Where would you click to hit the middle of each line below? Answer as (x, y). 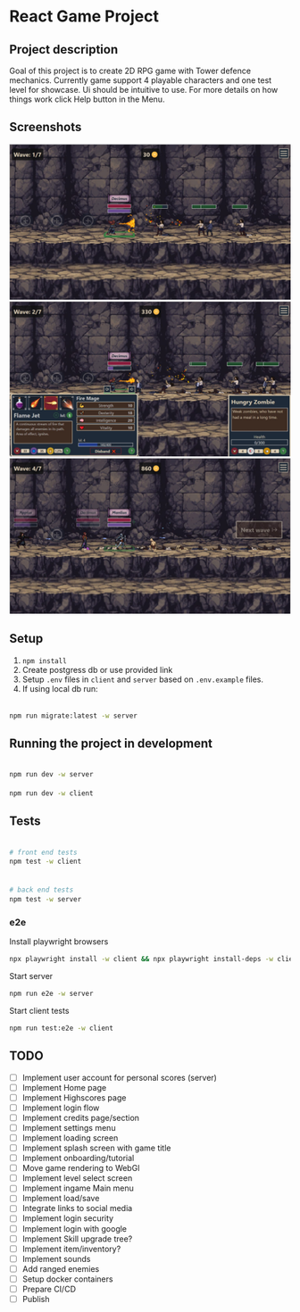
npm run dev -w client (51, 793)
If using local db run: (60, 688)
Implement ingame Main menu (78, 1188)
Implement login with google (75, 1228)
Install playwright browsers (59, 942)
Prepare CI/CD (49, 1289)
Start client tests (39, 1010)
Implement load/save (61, 1199)
